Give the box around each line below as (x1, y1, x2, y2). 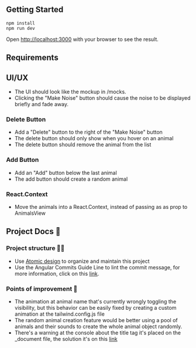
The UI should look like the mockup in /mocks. (14, 88, 127, 96)
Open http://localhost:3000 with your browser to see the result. (6, 35, 159, 43)
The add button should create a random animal (14, 175, 128, 183)
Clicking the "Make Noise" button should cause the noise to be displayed (14, 94, 191, 102)
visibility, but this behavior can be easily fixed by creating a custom (14, 304, 177, 311)
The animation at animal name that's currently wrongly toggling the (14, 298, 177, 305)
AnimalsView (14, 210, 46, 217)
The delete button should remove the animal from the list (14, 141, 152, 148)
